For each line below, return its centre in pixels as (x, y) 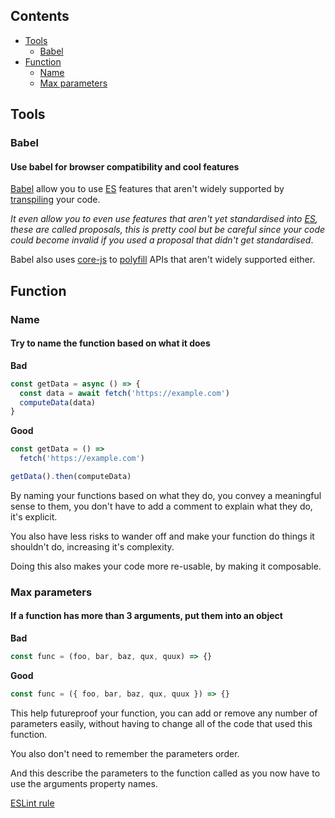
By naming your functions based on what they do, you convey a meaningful (166, 495)
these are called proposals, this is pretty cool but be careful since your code (168, 230)
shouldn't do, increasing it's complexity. (92, 546)
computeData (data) (58, 402)
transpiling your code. (55, 200)
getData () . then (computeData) (71, 477)
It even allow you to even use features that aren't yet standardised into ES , (164, 219)
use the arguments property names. (84, 783)
